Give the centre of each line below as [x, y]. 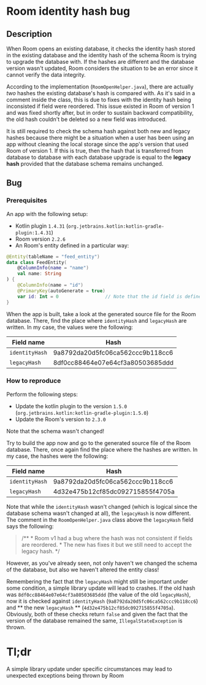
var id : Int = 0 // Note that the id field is [100, 296]
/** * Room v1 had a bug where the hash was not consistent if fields [107, 538]
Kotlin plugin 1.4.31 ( [42, 226]
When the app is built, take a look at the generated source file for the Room [101, 314]
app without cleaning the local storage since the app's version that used [97, 144]
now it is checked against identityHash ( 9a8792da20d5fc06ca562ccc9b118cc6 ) [102, 601]
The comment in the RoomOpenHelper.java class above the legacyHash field [100, 519]
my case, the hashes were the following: [57, 456]
